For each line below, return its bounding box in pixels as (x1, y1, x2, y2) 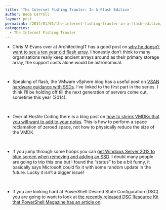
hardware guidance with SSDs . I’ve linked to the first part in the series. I (12, 84, 158, 89)
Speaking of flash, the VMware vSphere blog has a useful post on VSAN (12, 79, 160, 84)
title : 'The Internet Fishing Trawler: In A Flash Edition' (5, 7, 132, 12)
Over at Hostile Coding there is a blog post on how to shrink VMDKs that (12, 114, 160, 119)
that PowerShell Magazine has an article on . (12, 199, 102, 205)
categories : (5, 26, 30, 31)
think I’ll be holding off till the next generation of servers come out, (12, 89, 148, 95)
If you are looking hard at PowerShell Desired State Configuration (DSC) (12, 189, 159, 194)
